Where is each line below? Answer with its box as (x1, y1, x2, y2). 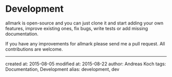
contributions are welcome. (5, 46, 63, 52)
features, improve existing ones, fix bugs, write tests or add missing (5, 25, 148, 31)
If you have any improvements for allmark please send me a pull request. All (5, 40, 165, 46)
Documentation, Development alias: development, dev (5, 66, 119, 72)
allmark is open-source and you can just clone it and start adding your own (5, 20, 164, 26)
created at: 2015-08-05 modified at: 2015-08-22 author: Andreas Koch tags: (5, 61, 166, 67)
